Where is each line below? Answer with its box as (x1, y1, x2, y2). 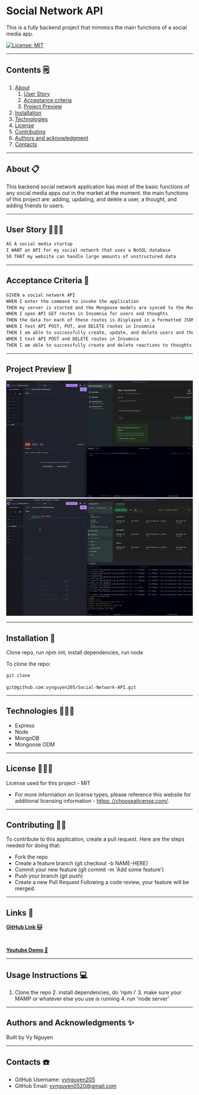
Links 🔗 (6, 907, 34, 918)
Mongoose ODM (14, 740, 55, 748)
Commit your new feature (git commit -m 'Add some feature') (14, 866, 164, 874)
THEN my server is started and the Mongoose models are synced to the (6, 305, 184, 311)
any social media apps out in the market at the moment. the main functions (6, 189, 188, 197)
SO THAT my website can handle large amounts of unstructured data (6, 254, 176, 259)
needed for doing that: (6, 842, 61, 849)
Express (14, 721, 35, 729)
